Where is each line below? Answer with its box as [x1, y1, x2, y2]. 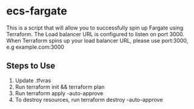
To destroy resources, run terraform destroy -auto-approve [15, 96, 163, 103]
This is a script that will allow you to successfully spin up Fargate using [6, 24, 184, 31]
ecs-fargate [6, 4, 68, 18]
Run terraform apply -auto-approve [15, 89, 104, 97]
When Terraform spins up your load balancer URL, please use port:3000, [6, 37, 189, 44]
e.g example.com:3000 [6, 43, 65, 51]
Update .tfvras [15, 76, 52, 84]
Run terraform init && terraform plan [15, 83, 105, 90]
